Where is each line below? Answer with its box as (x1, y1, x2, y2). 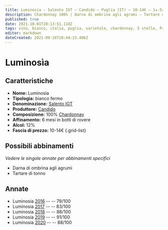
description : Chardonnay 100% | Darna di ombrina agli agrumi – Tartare (5, 12, 160, 17)
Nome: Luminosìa (12, 90, 49, 96)
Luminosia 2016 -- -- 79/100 (12, 198, 71, 204)
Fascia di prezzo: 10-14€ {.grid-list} (12, 127, 86, 133)
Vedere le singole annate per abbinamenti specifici (5, 155, 110, 161)
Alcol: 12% (12, 122, 35, 128)
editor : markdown (5, 31, 41, 36)
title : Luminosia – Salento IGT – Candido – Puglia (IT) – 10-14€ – (5, 7, 151, 13)
